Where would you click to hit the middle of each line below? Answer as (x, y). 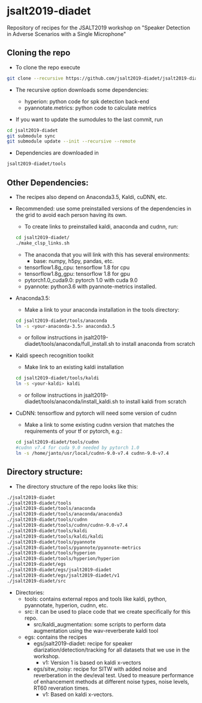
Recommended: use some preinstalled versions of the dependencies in (103, 209)
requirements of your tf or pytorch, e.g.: (73, 431)
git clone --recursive (35, 78)
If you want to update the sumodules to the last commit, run (89, 119)
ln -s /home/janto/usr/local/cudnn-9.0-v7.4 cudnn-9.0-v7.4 (92, 453)
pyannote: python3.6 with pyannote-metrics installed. (91, 286)
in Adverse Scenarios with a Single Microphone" (67, 34)
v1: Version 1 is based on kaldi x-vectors (92, 662)
